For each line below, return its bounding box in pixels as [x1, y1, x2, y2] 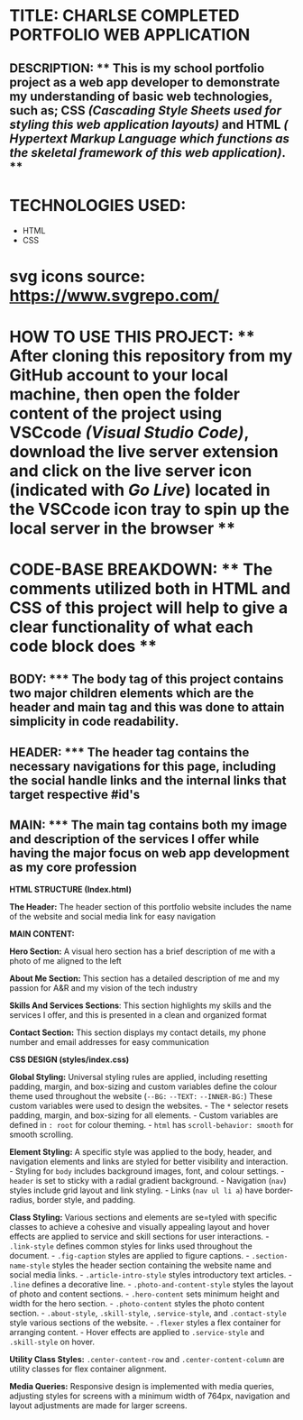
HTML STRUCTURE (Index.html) [9, 884, 133, 894]
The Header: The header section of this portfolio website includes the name [9, 901, 292, 912]
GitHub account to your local [9, 364, 228, 385]
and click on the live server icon [9, 461, 252, 481]
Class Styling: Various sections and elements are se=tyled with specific [9, 1212, 278, 1223]
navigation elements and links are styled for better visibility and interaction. [9, 1156, 289, 1167]
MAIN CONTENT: [9, 928, 75, 939]
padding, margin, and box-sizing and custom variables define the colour [9, 1081, 278, 1092]
